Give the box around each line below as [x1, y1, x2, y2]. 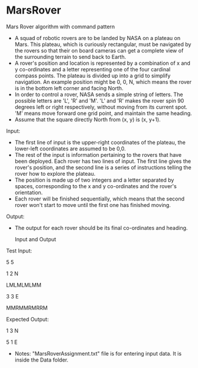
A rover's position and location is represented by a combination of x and [14, 60, 191, 67]
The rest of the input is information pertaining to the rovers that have [14, 151, 182, 158]
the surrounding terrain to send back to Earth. [14, 53, 126, 60]
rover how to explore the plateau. [14, 170, 96, 177]
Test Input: [6, 247, 33, 254]
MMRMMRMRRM [6, 304, 48, 311]
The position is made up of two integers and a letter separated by [14, 176, 174, 183]
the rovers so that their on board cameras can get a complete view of [14, 47, 184, 54]
